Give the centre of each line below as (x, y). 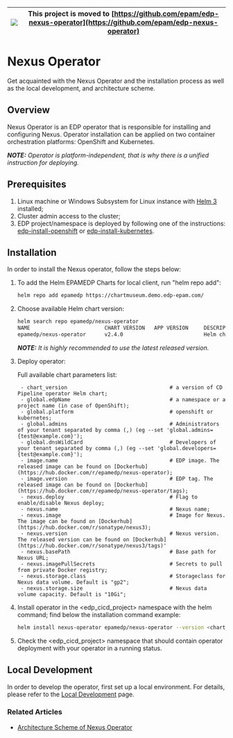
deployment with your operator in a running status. (89, 648)
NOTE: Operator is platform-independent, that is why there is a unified (108, 155)
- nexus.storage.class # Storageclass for (123, 576)
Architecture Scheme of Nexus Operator (75, 727)
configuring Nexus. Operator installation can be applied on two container (111, 134)
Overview (29, 110)
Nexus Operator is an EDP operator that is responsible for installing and (109, 127)
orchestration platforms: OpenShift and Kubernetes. (81, 141)
